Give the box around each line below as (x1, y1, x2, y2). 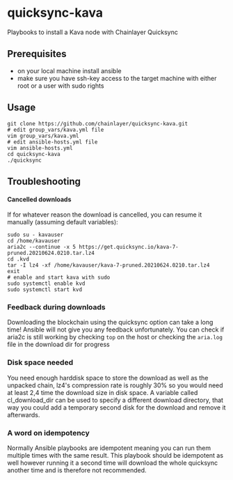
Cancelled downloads (7, 195, 72, 203)
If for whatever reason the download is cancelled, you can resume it (7, 210, 202, 219)
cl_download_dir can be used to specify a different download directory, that (7, 396, 224, 404)
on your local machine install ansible (17, 66, 122, 75)
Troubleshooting (7, 176, 81, 187)
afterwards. (7, 410, 40, 419)
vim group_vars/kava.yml (7, 132, 79, 139)
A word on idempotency (7, 428, 90, 438)
